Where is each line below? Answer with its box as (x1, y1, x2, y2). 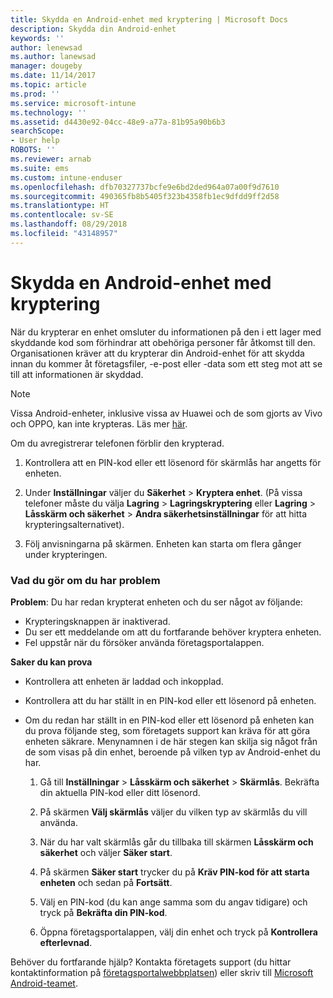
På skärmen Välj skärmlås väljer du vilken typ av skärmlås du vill (39, 806, 308, 818)
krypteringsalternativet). (24, 518, 125, 530)
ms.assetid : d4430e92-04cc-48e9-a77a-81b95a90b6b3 (10, 117, 226, 127)
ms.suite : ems (10, 163, 70, 173)
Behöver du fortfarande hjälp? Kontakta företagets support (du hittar (10, 956, 292, 968)
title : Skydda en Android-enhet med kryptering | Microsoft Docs (10, 14, 288, 25)
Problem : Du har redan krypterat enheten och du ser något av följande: (10, 596, 303, 608)
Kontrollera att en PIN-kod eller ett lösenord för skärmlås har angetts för (24, 456, 322, 468)
